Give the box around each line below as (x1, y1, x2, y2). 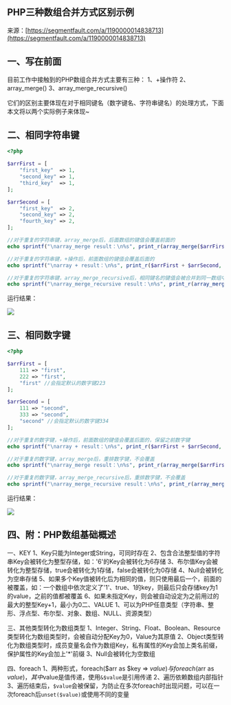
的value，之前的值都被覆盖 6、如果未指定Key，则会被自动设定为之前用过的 (7, 592, 219, 600)
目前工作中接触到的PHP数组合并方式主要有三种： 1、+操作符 (7, 75, 179, 83)
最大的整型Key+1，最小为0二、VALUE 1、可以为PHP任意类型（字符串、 (7, 600, 208, 608)
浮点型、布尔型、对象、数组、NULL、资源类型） (19, 609, 156, 617)
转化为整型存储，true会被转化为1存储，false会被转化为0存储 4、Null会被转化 (7, 566, 224, 574)
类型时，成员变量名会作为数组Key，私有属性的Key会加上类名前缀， (30, 641, 221, 649)
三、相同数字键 (7, 329, 71, 341)
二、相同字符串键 (7, 130, 80, 141)
